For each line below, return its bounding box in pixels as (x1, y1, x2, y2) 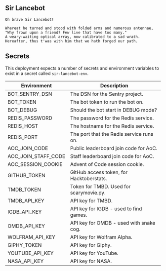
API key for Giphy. (70, 241, 112, 248)
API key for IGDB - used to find (70, 205, 142, 212)
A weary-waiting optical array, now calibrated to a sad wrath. (5, 34, 140, 39)
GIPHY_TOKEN (7, 241, 42, 248)
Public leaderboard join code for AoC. (70, 145, 158, 152)
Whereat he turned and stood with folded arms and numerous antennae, (5, 26, 154, 31)
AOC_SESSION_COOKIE (7, 160, 63, 167)
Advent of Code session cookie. (70, 160, 144, 167)
